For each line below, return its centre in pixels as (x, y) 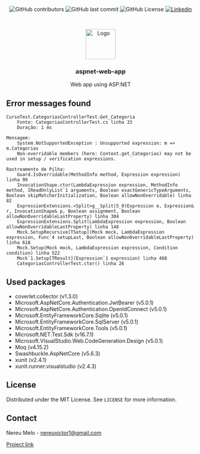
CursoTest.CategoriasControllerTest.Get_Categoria (71, 117)
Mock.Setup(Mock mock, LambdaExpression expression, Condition (98, 248)
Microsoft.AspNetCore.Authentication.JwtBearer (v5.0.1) (84, 303)
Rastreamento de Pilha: (36, 170)
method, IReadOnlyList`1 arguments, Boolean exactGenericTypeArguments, (99, 191)
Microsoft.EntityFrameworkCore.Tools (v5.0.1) (71, 328)
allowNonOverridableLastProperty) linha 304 (63, 217)
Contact (22, 418)
